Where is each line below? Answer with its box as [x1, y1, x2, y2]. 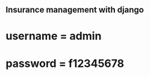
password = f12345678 [5, 57, 125, 70]
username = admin [5, 29, 102, 43]
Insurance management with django [5, 5, 144, 15]
